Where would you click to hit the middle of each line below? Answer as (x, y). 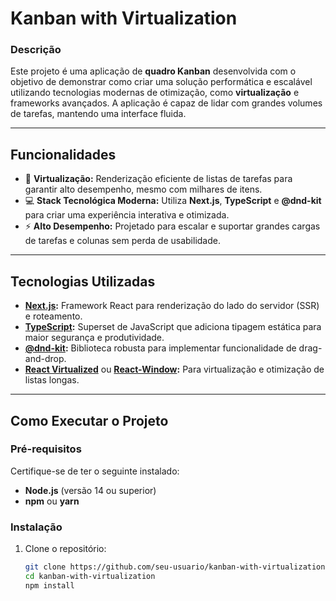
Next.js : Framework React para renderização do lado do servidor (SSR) (172, 306)
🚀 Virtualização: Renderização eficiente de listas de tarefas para (158, 179)
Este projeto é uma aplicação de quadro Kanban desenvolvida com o (153, 71)
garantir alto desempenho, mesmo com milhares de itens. (143, 189)
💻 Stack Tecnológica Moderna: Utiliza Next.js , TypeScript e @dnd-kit (173, 201)
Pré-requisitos (46, 449)
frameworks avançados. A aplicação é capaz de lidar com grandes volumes (166, 103)
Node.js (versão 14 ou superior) (90, 490)
